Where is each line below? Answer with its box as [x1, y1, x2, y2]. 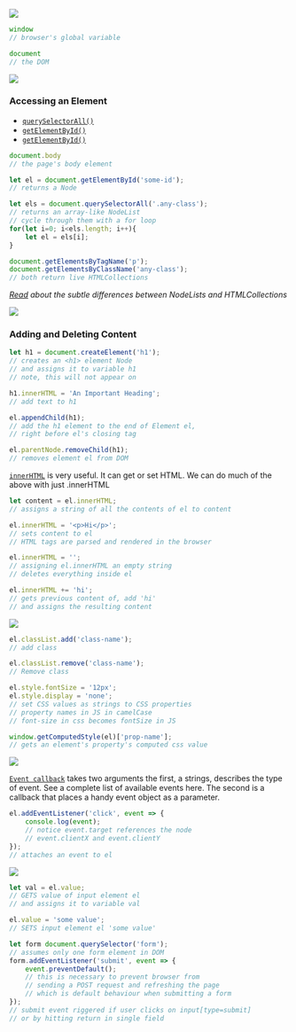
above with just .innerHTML [9, 480, 111, 490]
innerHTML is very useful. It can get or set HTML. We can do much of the [9, 470, 272, 481]
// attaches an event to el [9, 850, 113, 859]
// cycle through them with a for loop [9, 216, 157, 225]
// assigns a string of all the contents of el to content [9, 504, 232, 513]
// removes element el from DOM [9, 454, 129, 463]
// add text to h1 [9, 397, 77, 406]
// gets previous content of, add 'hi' [9, 594, 157, 603]
